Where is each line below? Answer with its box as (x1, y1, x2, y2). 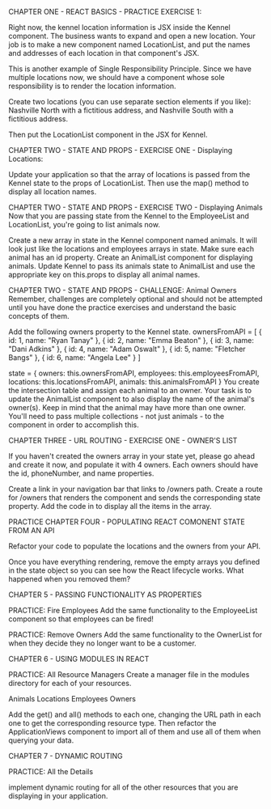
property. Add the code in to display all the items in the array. (8, 502, 212, 510)
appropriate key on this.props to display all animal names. (8, 270, 201, 279)
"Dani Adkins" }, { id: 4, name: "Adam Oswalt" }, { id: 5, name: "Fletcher (8, 344, 246, 354)
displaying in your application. (8, 791, 108, 800)
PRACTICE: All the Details (8, 767, 94, 776)
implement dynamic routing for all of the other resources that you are (8, 782, 239, 792)
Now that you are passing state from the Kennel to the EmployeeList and (8, 211, 249, 221)
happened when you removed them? (8, 574, 131, 583)
